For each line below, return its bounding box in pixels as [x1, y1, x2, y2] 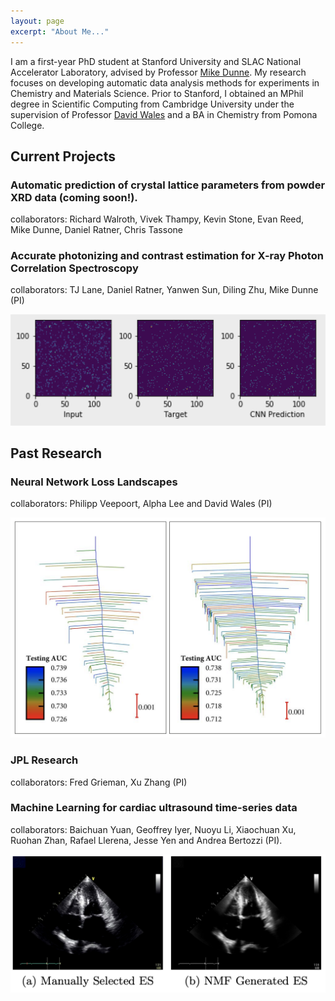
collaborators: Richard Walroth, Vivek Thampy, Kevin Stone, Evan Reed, [10, 213, 305, 225]
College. [10, 119, 45, 131]
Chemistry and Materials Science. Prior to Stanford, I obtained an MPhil [10, 87, 304, 99]
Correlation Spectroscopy [10, 261, 139, 275]
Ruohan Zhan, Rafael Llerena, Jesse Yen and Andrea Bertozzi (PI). [10, 834, 283, 846]
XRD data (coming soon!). [10, 190, 138, 204]
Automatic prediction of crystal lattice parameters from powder [10, 178, 326, 192]
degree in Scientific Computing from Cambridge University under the [10, 98, 295, 110]
